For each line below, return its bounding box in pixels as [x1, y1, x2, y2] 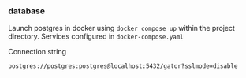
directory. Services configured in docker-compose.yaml [8, 32, 184, 41]
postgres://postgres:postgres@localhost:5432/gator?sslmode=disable [8, 62, 238, 70]
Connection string [8, 47, 67, 57]
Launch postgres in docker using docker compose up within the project [8, 24, 235, 33]
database [8, 6, 46, 17]
